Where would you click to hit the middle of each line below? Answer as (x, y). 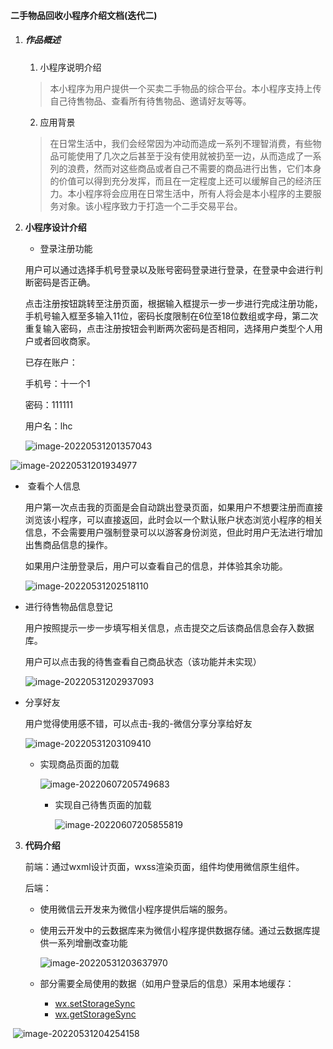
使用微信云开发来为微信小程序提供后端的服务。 (136, 909)
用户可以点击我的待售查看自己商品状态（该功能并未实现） (143, 661)
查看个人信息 (54, 486)
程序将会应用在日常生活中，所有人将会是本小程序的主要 (198, 193)
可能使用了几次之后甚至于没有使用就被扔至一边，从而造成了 (181, 156)
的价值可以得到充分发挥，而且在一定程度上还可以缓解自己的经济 (181, 181)
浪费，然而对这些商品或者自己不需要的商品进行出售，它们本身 (194, 168)
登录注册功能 (66, 248)
